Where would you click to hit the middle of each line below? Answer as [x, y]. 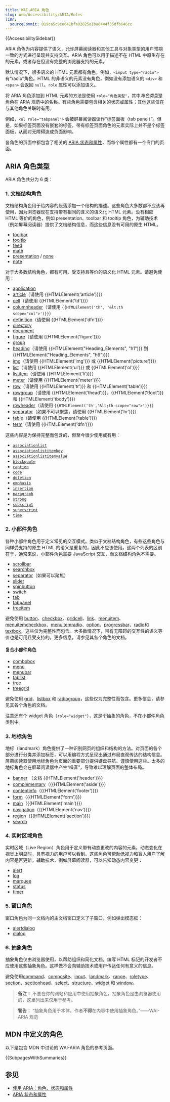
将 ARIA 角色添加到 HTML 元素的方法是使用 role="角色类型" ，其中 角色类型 [82, 96]
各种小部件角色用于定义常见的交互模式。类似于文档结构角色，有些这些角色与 [85, 541]
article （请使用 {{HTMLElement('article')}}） [59, 294]
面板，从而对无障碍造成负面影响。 [41, 131]
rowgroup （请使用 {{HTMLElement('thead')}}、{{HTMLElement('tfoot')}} [88, 393]
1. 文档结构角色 [24, 194]
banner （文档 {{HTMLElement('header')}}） [59, 778]
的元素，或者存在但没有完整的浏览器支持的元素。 [56, 62]
